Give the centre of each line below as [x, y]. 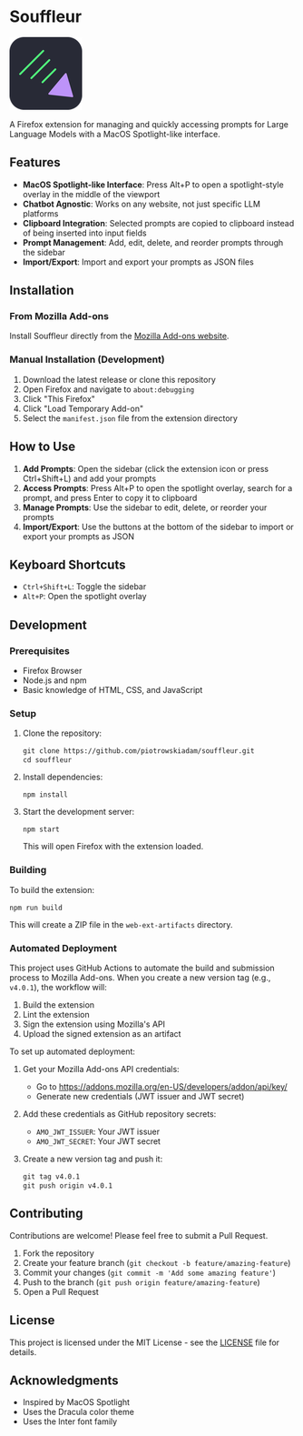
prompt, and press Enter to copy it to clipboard [110, 497]
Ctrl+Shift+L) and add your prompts [89, 478]
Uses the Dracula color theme [78, 1412]
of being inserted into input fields [84, 233]
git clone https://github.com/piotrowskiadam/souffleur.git [138, 751]
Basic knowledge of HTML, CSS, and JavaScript [112, 690]
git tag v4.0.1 [51, 1176]
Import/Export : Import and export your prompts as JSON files [138, 262]
